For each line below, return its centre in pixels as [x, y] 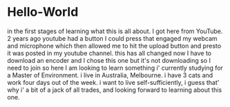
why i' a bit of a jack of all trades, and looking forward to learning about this [115, 90]
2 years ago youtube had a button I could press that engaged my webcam [112, 38]
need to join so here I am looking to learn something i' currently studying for [115, 68]
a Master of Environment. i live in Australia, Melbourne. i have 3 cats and [110, 75]
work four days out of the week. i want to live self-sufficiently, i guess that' [113, 82]
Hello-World [43, 12]
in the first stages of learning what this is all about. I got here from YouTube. [115, 31]
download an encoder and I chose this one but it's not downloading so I [109, 60]
